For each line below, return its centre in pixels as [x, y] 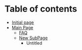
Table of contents [41, 9]
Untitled [34, 43]
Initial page [23, 22]
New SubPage [33, 38]
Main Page [22, 27]
